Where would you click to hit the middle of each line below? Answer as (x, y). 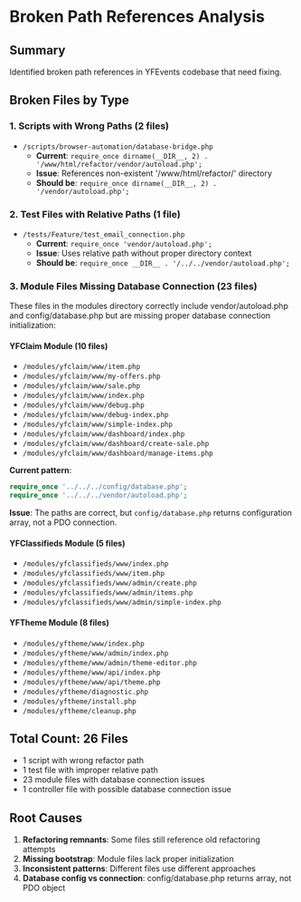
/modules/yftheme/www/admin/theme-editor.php (109, 663)
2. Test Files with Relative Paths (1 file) (95, 214)
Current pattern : (41, 470)
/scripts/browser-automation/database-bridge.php (118, 147)
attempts (39, 849)
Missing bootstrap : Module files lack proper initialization (128, 859)
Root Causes (46, 818)
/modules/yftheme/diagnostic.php (85, 692)
